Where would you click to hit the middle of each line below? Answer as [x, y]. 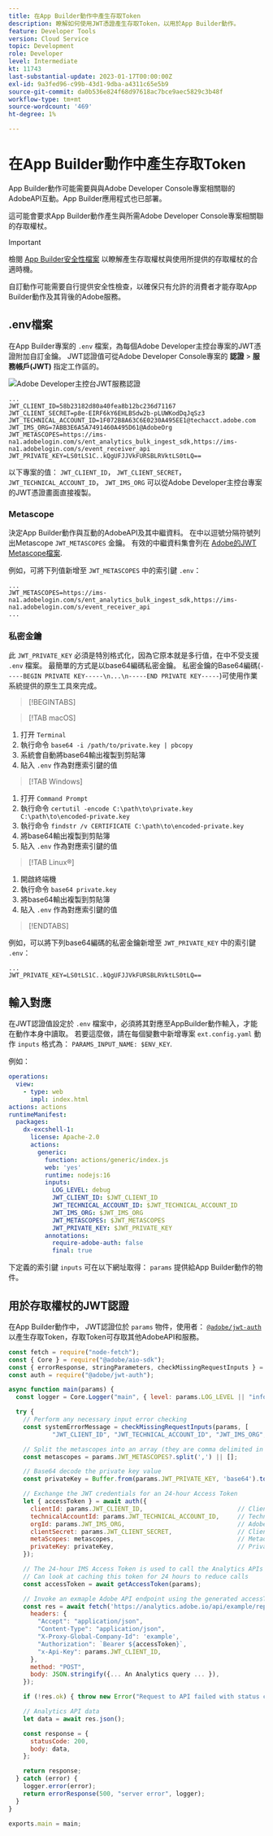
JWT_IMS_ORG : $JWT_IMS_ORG [97, 1213]
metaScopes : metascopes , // [137, 1539]
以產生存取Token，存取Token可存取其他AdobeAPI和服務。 [106, 1336]
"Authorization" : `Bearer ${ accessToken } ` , [112, 1644]
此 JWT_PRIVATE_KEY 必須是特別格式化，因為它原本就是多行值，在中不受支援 [134, 655]
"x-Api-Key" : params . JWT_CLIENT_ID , [100, 1652]
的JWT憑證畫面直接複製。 [52, 492]
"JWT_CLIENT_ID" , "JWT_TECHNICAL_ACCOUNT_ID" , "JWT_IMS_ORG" [158, 1434]
